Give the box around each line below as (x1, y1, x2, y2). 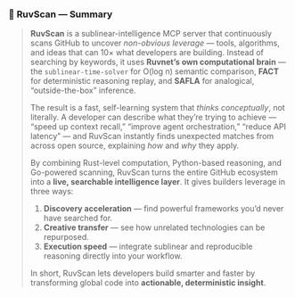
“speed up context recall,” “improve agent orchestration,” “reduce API (29, 121, 287, 132)
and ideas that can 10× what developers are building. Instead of (29, 47, 265, 58)
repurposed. (43, 232, 90, 243)
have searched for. (43, 213, 113, 224)
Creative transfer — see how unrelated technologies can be (43, 222, 266, 233)
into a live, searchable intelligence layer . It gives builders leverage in (29, 177, 286, 187)
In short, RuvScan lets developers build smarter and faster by (29, 268, 256, 279)
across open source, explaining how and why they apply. (29, 140, 240, 151)
